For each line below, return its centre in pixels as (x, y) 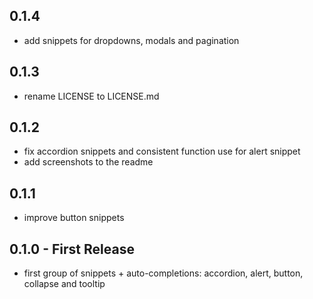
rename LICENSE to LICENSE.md (91, 96)
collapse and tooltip (64, 284)
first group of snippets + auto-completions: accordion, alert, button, (163, 273)
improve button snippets (74, 218)
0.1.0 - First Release (72, 249)
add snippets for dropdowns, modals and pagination (131, 40)
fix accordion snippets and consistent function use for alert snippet (162, 151)
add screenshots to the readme (88, 162)
